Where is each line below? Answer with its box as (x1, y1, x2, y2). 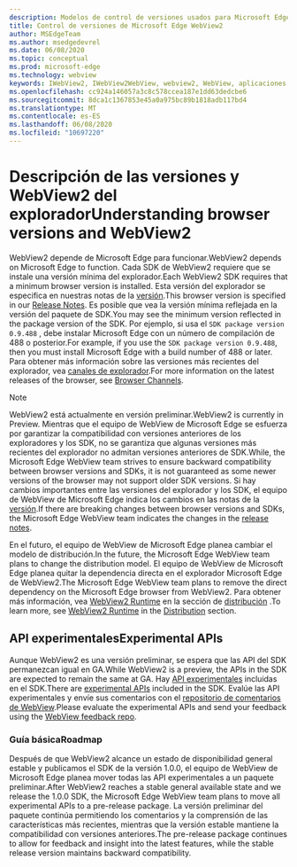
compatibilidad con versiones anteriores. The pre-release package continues (9, 828, 287, 839)
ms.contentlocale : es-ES (9, 112, 101, 121)
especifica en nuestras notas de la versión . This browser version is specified (9, 290, 286, 301)
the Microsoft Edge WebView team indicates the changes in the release (9, 512, 270, 523)
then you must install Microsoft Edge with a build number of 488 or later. (9, 347, 273, 357)
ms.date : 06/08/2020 (9, 46, 86, 55)
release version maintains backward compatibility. (9, 847, 192, 858)
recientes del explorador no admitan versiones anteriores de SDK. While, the (9, 447, 286, 457)
